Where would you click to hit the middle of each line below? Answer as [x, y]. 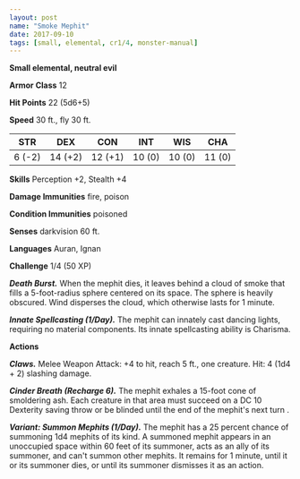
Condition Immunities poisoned [69, 214]
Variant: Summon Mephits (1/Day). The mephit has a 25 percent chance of [149, 427]
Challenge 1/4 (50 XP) [51, 266]
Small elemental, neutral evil [63, 68]
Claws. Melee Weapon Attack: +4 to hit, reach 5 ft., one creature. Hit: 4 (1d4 [150, 364]
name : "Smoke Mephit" [50, 26]
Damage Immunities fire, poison [69, 197]
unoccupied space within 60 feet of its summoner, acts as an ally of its [140, 446]
